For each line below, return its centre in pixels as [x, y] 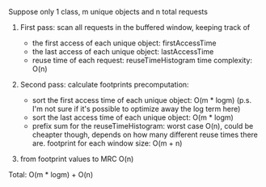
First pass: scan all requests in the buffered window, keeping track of [135, 27]
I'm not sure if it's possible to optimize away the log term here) [136, 109]
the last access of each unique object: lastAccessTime [123, 51]
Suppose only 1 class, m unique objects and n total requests [108, 12]
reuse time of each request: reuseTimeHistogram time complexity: [142, 60]
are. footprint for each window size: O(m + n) [107, 143]
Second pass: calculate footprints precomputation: [104, 85]
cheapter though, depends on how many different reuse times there [145, 134]
